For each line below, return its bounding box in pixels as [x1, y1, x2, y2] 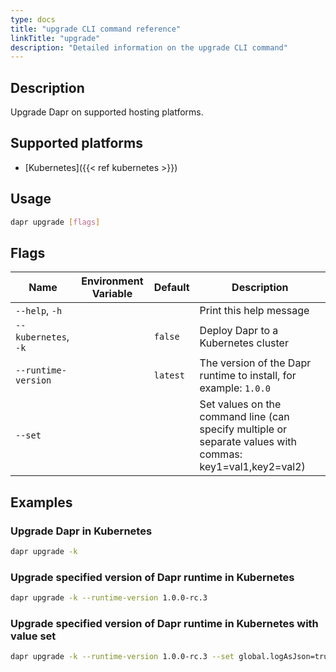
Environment [81, 274, 144, 288]
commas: [199, 447, 243, 461]
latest [153, 370, 185, 381]
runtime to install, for [199, 369, 297, 383]
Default [153, 281, 190, 295]
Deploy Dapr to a [199, 324, 279, 338]
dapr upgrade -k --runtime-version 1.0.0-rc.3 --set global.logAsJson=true [10, 652, 333, 662]
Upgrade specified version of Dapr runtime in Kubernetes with [10, 617, 319, 631]
